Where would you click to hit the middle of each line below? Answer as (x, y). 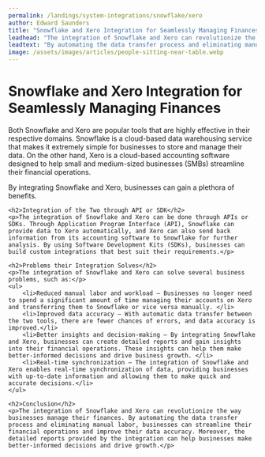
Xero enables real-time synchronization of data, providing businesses (128, 369)
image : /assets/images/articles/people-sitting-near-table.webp (116, 52)
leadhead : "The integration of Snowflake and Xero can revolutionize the (132, 38)
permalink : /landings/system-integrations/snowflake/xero (105, 15)
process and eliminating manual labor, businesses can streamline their (130, 425)
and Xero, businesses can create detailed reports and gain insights (125, 342)
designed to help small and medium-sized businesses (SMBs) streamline (126, 164)
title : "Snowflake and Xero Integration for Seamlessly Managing (118, 30)
